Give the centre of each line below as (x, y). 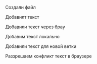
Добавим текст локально (32, 37)
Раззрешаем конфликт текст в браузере (48, 56)
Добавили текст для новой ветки (41, 46)
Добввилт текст (22, 17)
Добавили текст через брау (35, 27)
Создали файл (21, 7)
